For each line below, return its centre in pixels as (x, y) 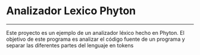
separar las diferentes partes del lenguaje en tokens (70, 45)
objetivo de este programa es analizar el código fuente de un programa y (96, 39)
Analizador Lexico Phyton (71, 11)
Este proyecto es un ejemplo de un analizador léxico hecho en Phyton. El (95, 33)
